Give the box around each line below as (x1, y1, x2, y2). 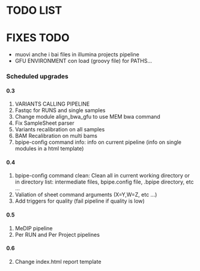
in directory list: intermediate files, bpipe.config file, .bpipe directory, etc (14, 178, 194, 186)
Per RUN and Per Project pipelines (14, 231, 100, 238)
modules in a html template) (14, 145, 84, 152)
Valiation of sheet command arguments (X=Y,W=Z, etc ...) (14, 191, 157, 198)
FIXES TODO (6, 31, 70, 45)
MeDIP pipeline (14, 224, 53, 231)
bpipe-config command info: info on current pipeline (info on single (14, 138, 182, 146)
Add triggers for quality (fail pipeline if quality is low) (14, 197, 145, 204)
